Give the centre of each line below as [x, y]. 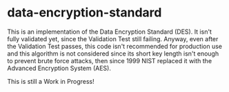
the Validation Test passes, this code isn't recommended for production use [115, 46]
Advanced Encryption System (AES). [59, 68]
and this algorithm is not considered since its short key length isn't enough [113, 54]
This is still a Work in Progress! [51, 81]
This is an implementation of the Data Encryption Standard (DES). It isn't [110, 32]
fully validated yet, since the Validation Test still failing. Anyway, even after [113, 38]
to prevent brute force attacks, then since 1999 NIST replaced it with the [110, 60]
